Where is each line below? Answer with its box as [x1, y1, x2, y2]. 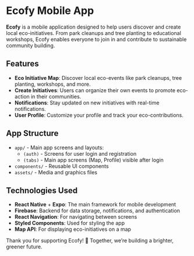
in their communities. [31, 93, 82, 100]
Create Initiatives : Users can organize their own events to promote [14, 86, 176, 94]
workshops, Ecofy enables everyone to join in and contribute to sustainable [6, 36, 187, 43]
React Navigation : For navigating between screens [14, 213, 137, 220]
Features [6, 59, 39, 69]
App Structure [6, 128, 59, 138]
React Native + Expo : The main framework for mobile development [14, 201, 177, 208]
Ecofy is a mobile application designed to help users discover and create [6, 23, 181, 30]
